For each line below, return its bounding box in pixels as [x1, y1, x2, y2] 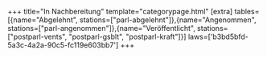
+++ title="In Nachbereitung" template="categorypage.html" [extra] [7, 7, 233, 16]
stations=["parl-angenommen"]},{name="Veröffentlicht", [7, 24, 196, 32]
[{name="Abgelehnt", [7, 15, 78, 25]
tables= [234, 7, 260, 16]
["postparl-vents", [7, 32, 68, 41]
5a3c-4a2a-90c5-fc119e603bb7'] [7, 40, 119, 50]
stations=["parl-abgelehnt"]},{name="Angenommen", [79, 15, 257, 25]
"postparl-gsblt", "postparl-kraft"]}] [68, 32, 187, 41]
